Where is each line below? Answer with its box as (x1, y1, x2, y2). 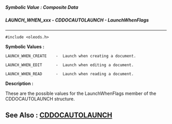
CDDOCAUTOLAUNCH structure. (5, 96, 75, 102)
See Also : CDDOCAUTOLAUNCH (5, 111, 113, 119)
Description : (5, 80, 34, 87)
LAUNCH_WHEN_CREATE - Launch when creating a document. (5, 54, 137, 59)
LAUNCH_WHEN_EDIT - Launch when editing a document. (5, 63, 134, 68)
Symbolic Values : (5, 44, 45, 50)
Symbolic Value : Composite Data (5, 4, 78, 10)
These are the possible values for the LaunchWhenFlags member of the (5, 90, 157, 97)
